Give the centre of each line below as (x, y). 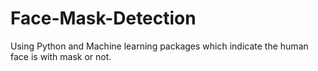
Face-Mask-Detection (103, 18)
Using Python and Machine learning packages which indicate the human (159, 46)
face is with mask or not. (61, 56)
